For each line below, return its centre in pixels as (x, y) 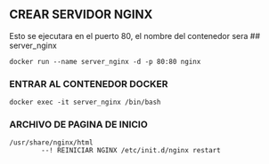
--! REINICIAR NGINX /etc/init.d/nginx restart (131, 151)
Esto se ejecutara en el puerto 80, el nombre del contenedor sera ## (135, 35)
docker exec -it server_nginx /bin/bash (86, 102)
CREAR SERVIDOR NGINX (81, 15)
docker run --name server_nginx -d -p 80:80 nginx (105, 61)
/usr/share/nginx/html (51, 143)
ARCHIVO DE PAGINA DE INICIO (79, 125)
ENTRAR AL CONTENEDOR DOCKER (89, 83)
